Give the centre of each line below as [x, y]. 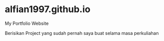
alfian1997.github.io [48, 9]
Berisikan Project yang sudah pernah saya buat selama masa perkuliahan [82, 33]
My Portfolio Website [27, 23]
